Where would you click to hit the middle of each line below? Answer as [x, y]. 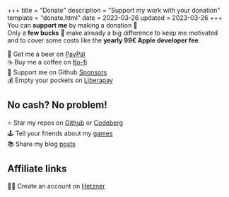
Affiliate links [37, 169]
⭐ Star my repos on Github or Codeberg [65, 123]
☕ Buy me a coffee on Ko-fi [47, 62]
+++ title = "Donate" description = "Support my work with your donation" [114, 10]
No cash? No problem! [57, 105]
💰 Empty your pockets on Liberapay [60, 80]
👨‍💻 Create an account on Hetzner [56, 186]
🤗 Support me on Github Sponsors [57, 72]
